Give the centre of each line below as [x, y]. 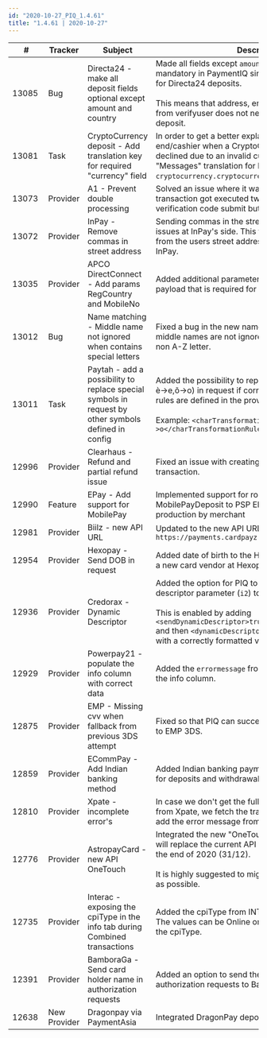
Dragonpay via [114, 1012]
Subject [118, 50]
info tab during [115, 927]
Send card [106, 969]
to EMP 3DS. [179, 730]
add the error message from [208, 821]
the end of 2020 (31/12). [203, 854]
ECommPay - [113, 758]
